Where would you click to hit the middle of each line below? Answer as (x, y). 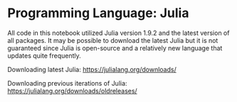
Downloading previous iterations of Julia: (67, 83)
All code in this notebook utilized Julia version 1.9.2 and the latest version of (118, 33)
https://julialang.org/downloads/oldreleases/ (72, 91)
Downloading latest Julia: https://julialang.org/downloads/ (92, 69)
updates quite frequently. (44, 56)
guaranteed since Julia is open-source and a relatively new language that (115, 48)
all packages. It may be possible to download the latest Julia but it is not (113, 40)
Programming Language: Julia (98, 13)
